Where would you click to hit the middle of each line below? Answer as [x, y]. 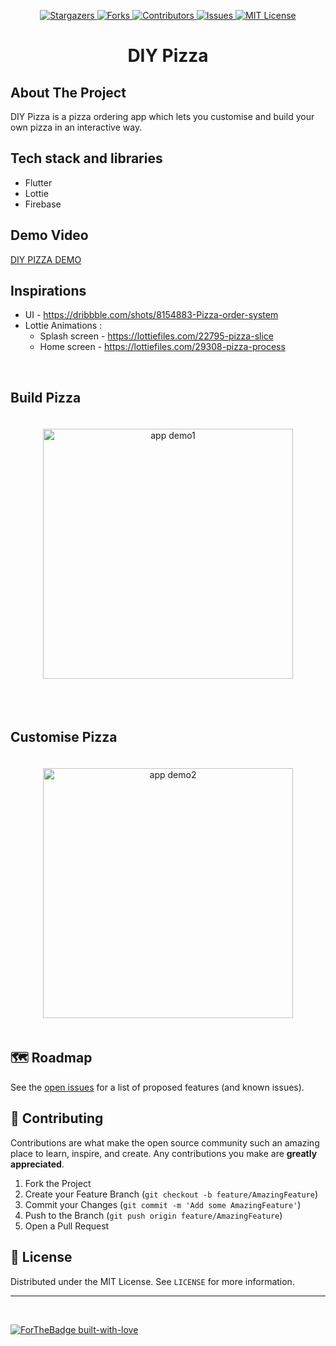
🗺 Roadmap [51, 1058]
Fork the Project [58, 1183]
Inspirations [48, 291]
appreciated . [37, 1164]
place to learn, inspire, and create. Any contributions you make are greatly [164, 1153]
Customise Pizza [64, 736]
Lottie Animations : [63, 326]
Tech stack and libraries [86, 158]
